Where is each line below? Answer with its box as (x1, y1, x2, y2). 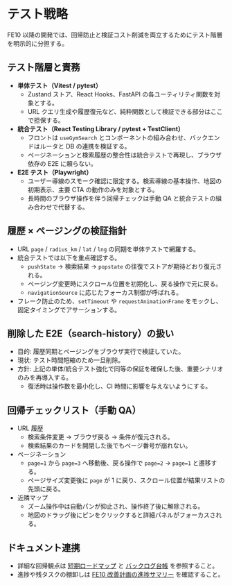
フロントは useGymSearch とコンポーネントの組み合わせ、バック (27, 133, 208, 142)
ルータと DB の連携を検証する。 (39, 142, 131, 150)
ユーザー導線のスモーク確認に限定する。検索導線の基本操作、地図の (27, 176, 222, 185)
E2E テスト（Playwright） (17, 168, 93, 176)
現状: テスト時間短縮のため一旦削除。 (17, 356, 125, 364)
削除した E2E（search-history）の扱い (7, 328, 175, 339)
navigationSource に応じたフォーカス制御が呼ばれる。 (27, 288, 183, 296)
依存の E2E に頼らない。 (27, 159, 97, 167)
